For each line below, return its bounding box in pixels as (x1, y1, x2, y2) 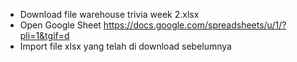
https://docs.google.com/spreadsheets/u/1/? (103, 19, 287, 31)
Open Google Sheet (19, 19, 102, 31)
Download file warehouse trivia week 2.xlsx (19, 9, 200, 20)
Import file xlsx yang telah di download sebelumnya (19, 40, 232, 52)
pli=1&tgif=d (19, 30, 70, 41)
